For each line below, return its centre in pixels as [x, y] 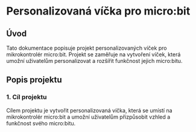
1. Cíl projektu [27, 97]
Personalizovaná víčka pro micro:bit [98, 11]
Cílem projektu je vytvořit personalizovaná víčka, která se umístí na [90, 110]
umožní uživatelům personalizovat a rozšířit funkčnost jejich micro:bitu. [94, 61]
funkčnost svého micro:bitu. [41, 123]
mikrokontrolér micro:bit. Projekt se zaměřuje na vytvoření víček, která [93, 54]
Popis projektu [34, 80]
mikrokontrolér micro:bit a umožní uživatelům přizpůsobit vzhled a [88, 117]
